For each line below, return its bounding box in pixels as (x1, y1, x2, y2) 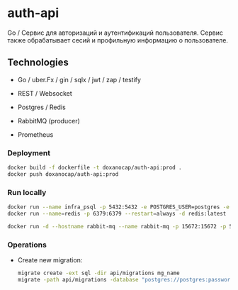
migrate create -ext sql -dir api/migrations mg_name (17, 269, 180, 277)
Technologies (7, 57, 69, 69)
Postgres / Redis (17, 103, 66, 111)
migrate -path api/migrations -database (17, 276, 139, 283)
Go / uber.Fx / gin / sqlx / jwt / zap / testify (17, 75, 142, 84)
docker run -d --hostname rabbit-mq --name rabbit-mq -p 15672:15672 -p (7, 223, 227, 230)
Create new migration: (17, 256, 83, 264)
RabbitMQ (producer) (17, 116, 80, 125)
